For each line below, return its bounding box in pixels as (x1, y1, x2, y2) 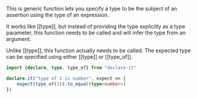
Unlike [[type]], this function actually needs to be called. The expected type (6, 47, 191, 54)
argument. (6, 36, 31, 42)
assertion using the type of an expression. (6, 11, 109, 18)
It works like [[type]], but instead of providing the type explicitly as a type (6, 23, 186, 30)
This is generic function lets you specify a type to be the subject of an (6, 5, 177, 12)
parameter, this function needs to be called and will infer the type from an (6, 29, 186, 36)
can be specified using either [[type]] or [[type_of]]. (6, 53, 133, 60)
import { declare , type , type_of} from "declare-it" (6, 65, 136, 71)
